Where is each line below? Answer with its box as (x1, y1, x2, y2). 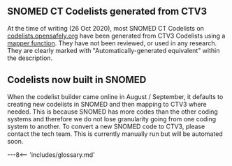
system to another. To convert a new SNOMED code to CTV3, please (7, 122, 205, 130)
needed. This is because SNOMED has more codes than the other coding (7, 107, 218, 116)
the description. (7, 54, 53, 62)
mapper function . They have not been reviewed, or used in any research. (7, 38, 217, 47)
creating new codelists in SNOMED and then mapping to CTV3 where (7, 100, 208, 108)
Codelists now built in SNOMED (7, 74, 147, 86)
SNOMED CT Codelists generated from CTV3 (7, 6, 208, 17)
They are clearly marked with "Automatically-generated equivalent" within (7, 46, 220, 54)
